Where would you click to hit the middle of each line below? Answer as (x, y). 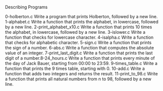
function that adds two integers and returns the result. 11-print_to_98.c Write (81, 74)
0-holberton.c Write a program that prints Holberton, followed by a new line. (81, 16)
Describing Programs (26, 7)
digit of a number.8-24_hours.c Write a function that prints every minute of (80, 58)
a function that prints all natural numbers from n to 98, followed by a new (78, 79)
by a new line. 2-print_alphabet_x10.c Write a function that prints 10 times (79, 27)
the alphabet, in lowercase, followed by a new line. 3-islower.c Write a (75, 32)
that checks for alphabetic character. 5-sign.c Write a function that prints (78, 43)
